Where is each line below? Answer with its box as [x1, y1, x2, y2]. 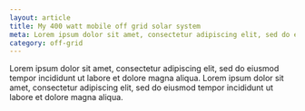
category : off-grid [9, 38, 84, 48]
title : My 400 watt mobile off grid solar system [9, 22, 202, 31]
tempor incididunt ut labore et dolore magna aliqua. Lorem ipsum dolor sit [9, 73, 284, 84]
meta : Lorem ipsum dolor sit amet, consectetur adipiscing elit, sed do [9, 30, 290, 39]
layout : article [9, 13, 71, 23]
